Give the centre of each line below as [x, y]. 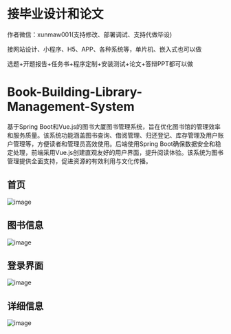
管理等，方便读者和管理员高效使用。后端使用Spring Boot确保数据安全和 [114, 144]
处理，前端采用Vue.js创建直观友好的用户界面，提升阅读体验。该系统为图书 [118, 152]
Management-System [71, 107]
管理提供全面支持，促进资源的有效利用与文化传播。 [79, 161]
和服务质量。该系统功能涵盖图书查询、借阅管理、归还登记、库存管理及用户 [112, 135]
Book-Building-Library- [75, 92]
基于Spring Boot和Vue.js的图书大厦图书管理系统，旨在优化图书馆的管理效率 [114, 126]
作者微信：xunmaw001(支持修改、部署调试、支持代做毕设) [90, 34]
